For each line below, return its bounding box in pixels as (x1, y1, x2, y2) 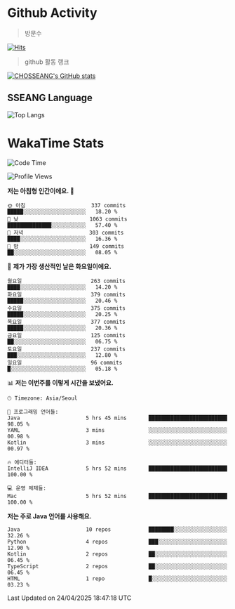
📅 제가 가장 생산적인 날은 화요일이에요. (7, 262, 112, 270)
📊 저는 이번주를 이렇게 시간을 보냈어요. (7, 378, 114, 387)
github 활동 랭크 (24, 58, 69, 66)
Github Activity (7, 5, 98, 21)
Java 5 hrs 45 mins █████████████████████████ (7, 414, 228, 421)
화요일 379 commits (7, 291, 126, 298)
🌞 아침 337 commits (7, 202, 126, 209)
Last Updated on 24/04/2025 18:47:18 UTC (7, 594, 132, 602)
